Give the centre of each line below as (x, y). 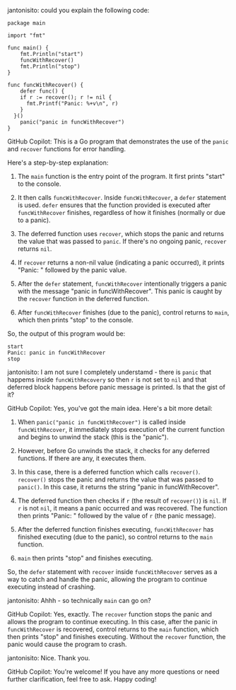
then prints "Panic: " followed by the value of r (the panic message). (117, 516)
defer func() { (42, 91)
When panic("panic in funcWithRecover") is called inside (101, 422)
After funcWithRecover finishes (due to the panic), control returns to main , (123, 312)
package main (26, 23)
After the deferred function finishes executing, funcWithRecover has (116, 529)
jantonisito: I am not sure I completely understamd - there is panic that (110, 372)
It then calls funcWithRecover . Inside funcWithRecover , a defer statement (122, 198)
